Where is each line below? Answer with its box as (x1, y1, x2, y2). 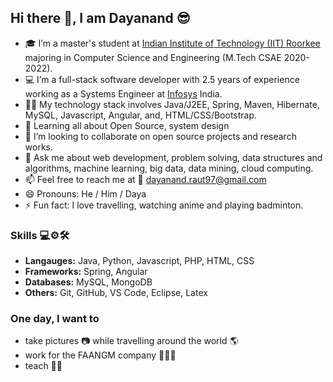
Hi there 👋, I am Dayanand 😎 (10, 10, 191, 27)
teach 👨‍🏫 (24, 360, 63, 372)
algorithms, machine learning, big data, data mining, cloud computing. (24, 162, 314, 174)
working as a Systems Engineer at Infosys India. (24, 87, 223, 100)
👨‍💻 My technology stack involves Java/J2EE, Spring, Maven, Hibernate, (24, 98, 320, 110)
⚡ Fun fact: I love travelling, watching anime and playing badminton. (24, 199, 304, 211)
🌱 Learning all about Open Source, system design (24, 119, 230, 131)
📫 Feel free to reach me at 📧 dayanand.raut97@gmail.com (24, 173, 267, 185)
